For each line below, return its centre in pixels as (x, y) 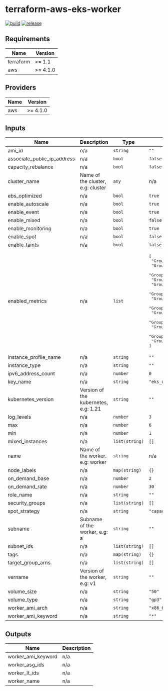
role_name (20, 495)
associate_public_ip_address (41, 159)
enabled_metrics (27, 301)
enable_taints (23, 245)
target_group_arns (29, 563)
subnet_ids (20, 546)
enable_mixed (24, 221)
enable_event (23, 212)
